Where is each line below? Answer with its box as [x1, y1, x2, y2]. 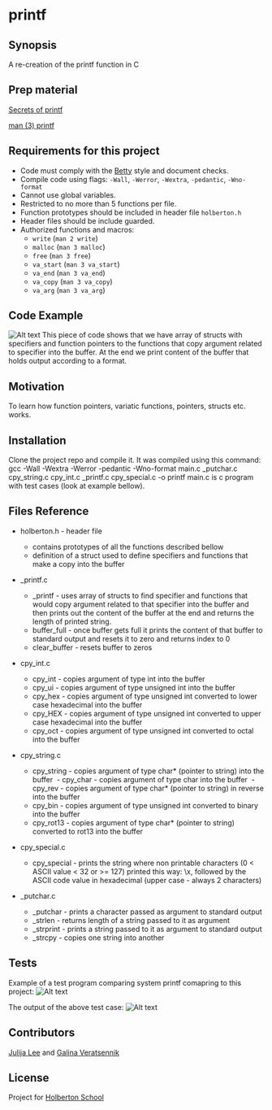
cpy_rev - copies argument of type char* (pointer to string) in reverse [32, 783, 264, 793]
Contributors [8, 1026, 76, 1040]
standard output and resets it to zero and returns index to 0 [32, 633, 231, 643]
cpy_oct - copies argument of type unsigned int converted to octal [32, 725, 254, 735]
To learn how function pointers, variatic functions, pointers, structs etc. [8, 401, 246, 411]
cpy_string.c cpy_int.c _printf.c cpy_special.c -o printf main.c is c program [8, 472, 254, 482]
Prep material [8, 83, 78, 97]
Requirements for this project [8, 144, 160, 158]
